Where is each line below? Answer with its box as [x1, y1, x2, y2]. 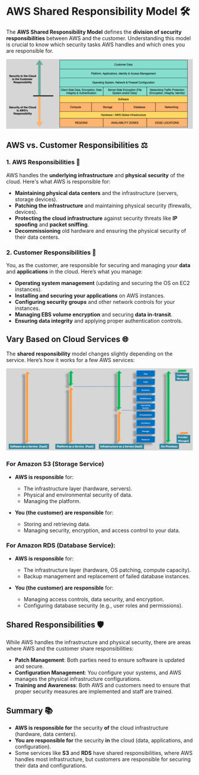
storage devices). [14, 196, 58, 203]
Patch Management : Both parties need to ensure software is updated [14, 656, 185, 664]
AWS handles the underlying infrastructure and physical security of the [6, 171, 185, 178]
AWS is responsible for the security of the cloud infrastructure [14, 724, 169, 732]
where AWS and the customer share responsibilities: [6, 645, 134, 652]
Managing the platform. [23, 497, 81, 504]
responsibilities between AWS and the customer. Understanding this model [6, 34, 191, 41]
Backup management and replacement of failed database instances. [23, 572, 191, 579]
